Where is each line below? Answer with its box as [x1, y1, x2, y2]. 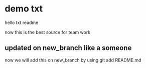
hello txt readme [5, 19, 39, 25]
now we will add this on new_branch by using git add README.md [5, 57, 141, 63]
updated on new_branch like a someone [5, 43, 132, 52]
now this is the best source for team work [5, 29, 91, 35]
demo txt [5, 3, 43, 14]
